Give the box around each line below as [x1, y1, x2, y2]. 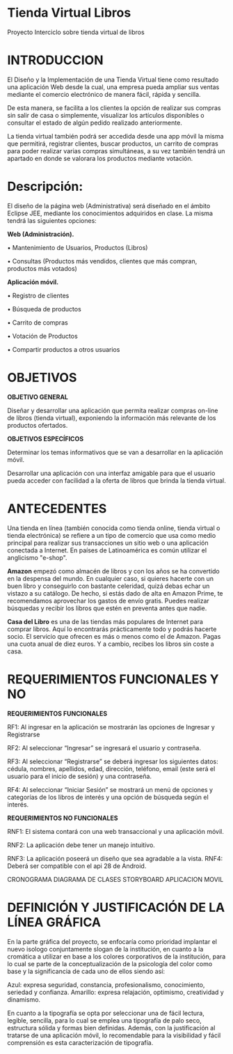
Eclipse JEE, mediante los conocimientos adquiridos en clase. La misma [7, 209, 214, 217]
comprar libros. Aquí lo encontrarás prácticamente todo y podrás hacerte [7, 625, 217, 633]
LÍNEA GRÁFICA [7, 914, 102, 930]
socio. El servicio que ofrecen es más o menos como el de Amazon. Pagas [7, 632, 221, 640]
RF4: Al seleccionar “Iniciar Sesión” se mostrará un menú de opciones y [7, 785, 214, 793]
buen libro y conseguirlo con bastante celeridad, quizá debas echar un [7, 582, 210, 590]
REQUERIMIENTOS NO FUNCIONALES [7, 814, 118, 822]
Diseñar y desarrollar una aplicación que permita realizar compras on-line [7, 406, 218, 414]
